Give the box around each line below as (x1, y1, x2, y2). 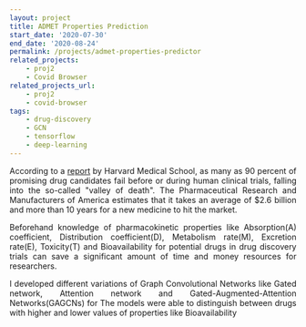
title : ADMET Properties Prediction (9, 22, 148, 31)
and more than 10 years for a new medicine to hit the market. (9, 204, 238, 215)
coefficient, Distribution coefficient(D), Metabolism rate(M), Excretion (9, 231, 297, 242)
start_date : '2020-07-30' (9, 30, 107, 39)
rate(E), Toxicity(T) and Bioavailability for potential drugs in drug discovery (9, 240, 297, 251)
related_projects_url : (9, 81, 96, 90)
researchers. (9, 261, 57, 271)
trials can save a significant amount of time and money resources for (9, 250, 297, 261)
